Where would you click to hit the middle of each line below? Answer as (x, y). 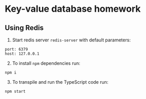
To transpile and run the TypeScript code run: (60, 82)
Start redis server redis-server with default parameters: (71, 40)
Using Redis (24, 28)
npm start (15, 91)
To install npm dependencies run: (46, 63)
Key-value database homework (73, 9)
